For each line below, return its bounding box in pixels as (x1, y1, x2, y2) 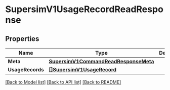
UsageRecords (8, 66, 44, 73)
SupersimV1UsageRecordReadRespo (5, 4, 163, 15)
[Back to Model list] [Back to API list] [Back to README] (5, 79, 121, 85)
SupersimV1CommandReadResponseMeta (49, 58, 154, 65)
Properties (5, 34, 39, 43)
